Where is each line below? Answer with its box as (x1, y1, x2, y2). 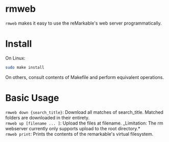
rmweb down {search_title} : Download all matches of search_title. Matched (5, 109, 163, 115)
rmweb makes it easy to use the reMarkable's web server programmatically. (5, 20, 162, 26)
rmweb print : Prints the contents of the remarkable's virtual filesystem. (5, 131, 154, 137)
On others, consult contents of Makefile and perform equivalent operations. (5, 74, 164, 80)
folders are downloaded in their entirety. (5, 114, 90, 120)
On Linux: (5, 55, 26, 61)
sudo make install (5, 65, 44, 70)
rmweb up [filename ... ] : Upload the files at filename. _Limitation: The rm (5, 120, 163, 126)
